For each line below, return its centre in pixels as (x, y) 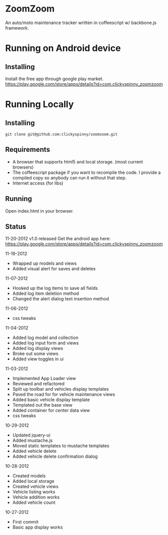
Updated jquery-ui (31, 435)
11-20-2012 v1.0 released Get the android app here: (58, 239)
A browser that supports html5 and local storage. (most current (78, 161)
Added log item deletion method (46, 293)
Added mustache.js (32, 440)
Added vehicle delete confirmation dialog (55, 456)
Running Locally (40, 105)
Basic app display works (38, 527)
